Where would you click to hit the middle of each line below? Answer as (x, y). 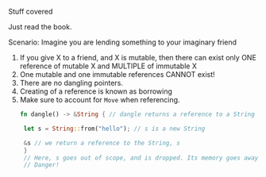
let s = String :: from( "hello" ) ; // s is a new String (114, 129)
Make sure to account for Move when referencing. (100, 100)
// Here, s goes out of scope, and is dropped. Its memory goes (132, 158)
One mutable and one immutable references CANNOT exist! (118, 74)
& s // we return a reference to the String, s (102, 143)
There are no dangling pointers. (71, 83)
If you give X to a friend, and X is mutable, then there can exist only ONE (138, 58)
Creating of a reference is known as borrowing (96, 91)
